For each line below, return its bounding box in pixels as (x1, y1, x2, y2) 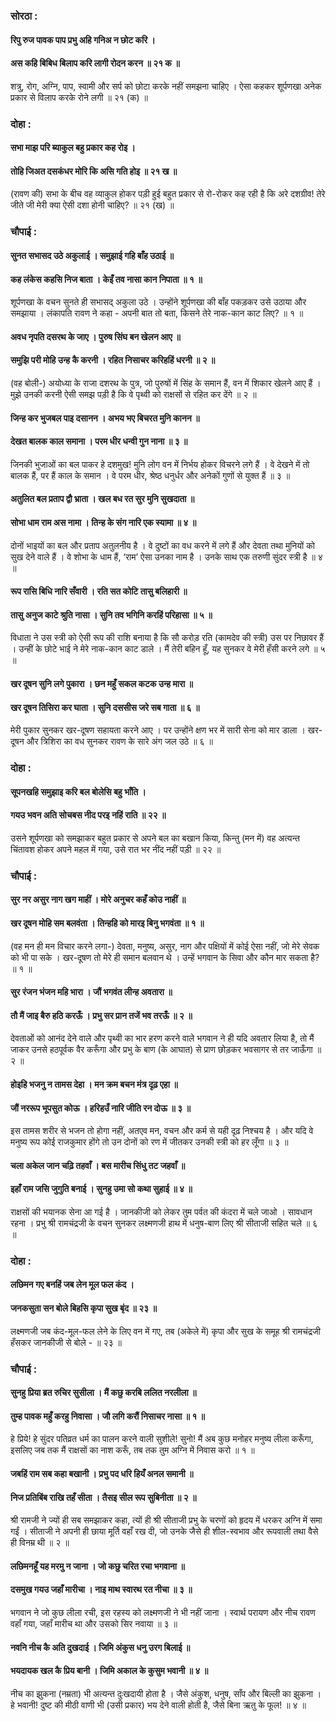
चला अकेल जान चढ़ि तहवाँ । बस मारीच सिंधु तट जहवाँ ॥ (10, 1159, 186, 1171)
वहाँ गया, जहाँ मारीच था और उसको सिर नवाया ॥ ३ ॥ (10, 1618, 178, 1629)
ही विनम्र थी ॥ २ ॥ (10, 1537, 70, 1549)
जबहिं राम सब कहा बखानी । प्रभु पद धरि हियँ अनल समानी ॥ (10, 1468, 194, 1479)
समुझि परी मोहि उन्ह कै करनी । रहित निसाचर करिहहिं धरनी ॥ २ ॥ (10, 354, 216, 366)
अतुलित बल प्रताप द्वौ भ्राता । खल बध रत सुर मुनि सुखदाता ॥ (10, 493, 195, 505)
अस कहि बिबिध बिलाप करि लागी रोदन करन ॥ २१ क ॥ (10, 57, 180, 69)
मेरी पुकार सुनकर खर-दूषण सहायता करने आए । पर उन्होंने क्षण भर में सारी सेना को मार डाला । (10, 724, 306, 736)
